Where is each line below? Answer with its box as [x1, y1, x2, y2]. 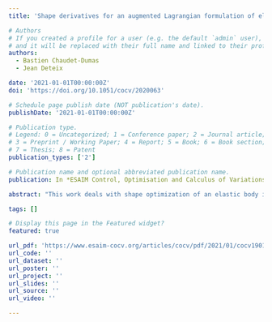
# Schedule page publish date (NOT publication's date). [8, 101, 205, 109]
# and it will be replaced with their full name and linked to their [8, 41, 249, 49]
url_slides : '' [8, 279, 60, 288]
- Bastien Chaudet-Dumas [15, 57, 100, 65]
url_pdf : [8, 242, 38, 250]
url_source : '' [8, 287, 60, 295]
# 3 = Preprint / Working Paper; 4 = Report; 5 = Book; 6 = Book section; [8, 139, 266, 147]
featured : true [8, 227, 60, 235]
